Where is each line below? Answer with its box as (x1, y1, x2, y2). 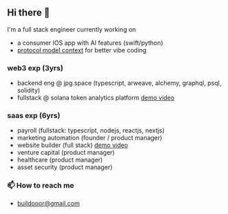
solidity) (17, 86, 41, 95)
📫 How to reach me (7, 181, 74, 191)
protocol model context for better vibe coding (17, 46, 147, 54)
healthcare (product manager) (17, 156, 103, 164)
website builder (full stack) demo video (17, 141, 129, 149)
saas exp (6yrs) (7, 111, 61, 121)
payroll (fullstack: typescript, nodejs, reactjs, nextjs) (17, 126, 165, 135)
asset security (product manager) (17, 163, 113, 171)
